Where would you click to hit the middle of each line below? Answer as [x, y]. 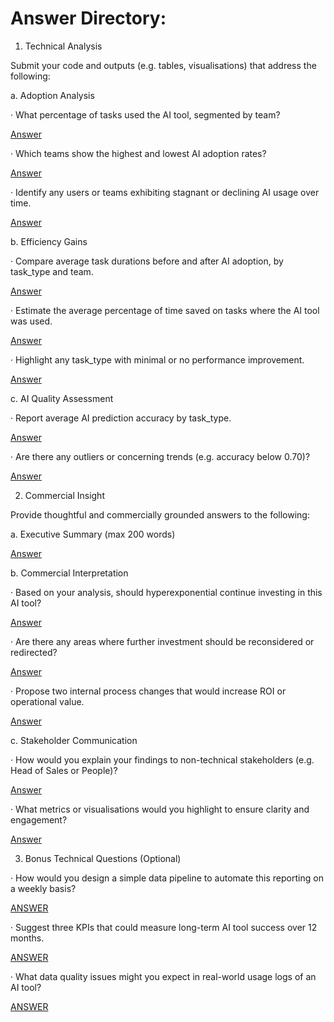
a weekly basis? [43, 888]
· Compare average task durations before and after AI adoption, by [147, 261]
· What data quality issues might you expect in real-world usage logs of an [163, 976]
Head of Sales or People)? [64, 770]
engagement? [39, 819]
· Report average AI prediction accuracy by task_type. [121, 418]
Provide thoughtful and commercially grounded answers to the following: [160, 514]
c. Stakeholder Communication [74, 740]
